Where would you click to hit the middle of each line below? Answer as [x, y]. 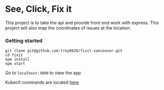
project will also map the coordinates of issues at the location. [68, 28]
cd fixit [14, 55]
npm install [17, 60]
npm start [15, 64]
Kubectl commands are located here [42, 83]
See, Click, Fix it [39, 9]
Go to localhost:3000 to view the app [43, 73]
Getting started [24, 40]
